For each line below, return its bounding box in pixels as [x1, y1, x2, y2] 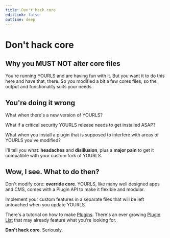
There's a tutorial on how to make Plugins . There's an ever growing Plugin [5, 211, 161, 218]
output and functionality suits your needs [5, 84, 92, 90]
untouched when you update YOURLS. [5, 202, 86, 207]
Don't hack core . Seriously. [5, 227, 63, 233]
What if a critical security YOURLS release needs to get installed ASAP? [5, 122, 156, 128]
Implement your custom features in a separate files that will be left [5, 196, 144, 202]
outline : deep [5, 17, 36, 22]
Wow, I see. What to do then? [5, 167, 100, 176]
